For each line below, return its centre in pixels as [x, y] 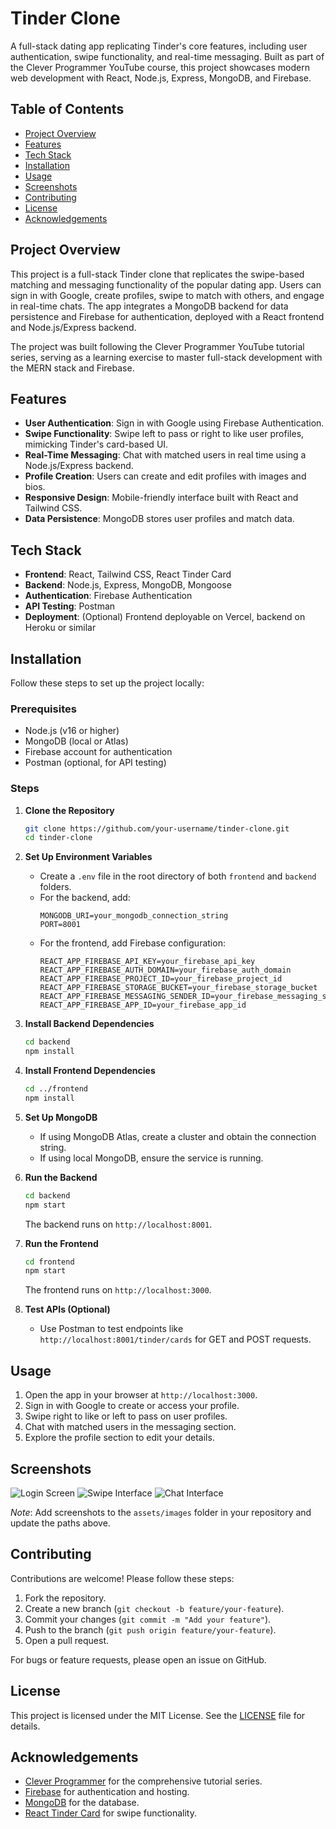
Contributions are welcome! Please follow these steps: [122, 1578]
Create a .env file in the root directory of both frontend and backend [178, 876]
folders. [55, 887]
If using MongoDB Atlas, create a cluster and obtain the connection [178, 1136]
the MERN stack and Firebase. [72, 368]
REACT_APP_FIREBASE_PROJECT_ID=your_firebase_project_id [161, 979]
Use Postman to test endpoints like [111, 1329]
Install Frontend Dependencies [90, 1071]
